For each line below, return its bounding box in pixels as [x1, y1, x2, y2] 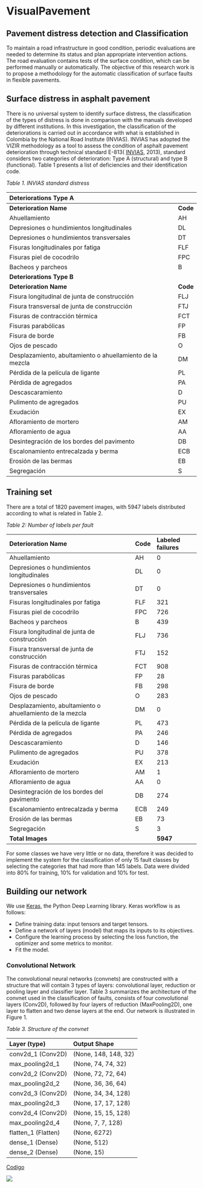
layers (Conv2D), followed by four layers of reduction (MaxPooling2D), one [6, 1001, 193, 1008]
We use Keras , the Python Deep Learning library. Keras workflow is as [6, 902, 181, 910]
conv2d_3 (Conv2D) [9, 1089, 68, 1097]
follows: [6, 909, 26, 916]
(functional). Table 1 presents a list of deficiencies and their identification [6, 161, 187, 169]
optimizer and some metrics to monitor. [14, 940, 113, 947]
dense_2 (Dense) [9, 1148, 59, 1156]
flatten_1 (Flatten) [9, 1128, 60, 1137]
